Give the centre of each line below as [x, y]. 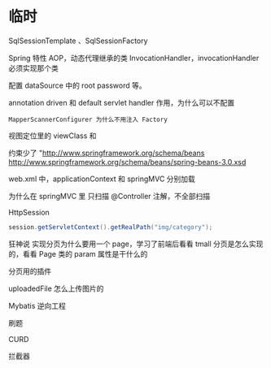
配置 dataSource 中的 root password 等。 [77, 85]
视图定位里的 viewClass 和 [52, 136]
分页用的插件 [30, 271]
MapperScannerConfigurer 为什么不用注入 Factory [88, 119]
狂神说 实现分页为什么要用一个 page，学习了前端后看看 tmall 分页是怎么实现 [136, 244]
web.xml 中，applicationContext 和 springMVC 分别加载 [102, 179]
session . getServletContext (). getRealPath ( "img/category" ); [111, 227]
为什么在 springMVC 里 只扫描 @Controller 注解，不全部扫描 [109, 196]
